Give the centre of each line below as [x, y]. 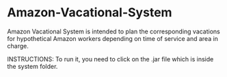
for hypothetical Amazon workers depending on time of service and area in [113, 38]
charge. [18, 46]
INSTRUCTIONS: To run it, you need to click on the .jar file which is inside [110, 59]
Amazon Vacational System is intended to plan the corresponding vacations [114, 31]
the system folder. [32, 66]
